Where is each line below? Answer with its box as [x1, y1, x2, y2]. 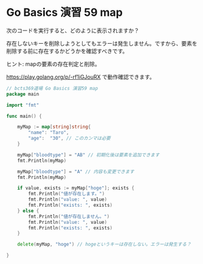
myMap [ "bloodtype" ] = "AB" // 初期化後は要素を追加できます [17, 151, 160, 158]
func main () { [6, 113, 43, 119]
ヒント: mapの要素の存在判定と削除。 [6, 60, 100, 68]
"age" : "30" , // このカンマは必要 [28, 135, 111, 142]
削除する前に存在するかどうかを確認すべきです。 [6, 47, 128, 55]
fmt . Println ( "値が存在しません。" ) [28, 214, 110, 220]
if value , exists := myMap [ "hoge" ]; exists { [17, 185, 135, 192]
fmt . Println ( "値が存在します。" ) [28, 191, 105, 197]
